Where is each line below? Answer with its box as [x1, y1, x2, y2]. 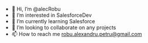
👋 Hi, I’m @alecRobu [11, 6, 61, 12]
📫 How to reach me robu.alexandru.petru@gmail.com [11, 31, 142, 37]
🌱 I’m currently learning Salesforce [11, 18, 95, 24]
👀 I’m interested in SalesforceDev [11, 12, 92, 19]
